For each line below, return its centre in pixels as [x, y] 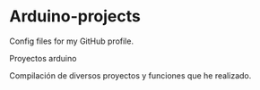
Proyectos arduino [43, 58]
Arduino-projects [75, 16]
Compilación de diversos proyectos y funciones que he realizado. [130, 75]
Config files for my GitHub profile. [72, 41]
